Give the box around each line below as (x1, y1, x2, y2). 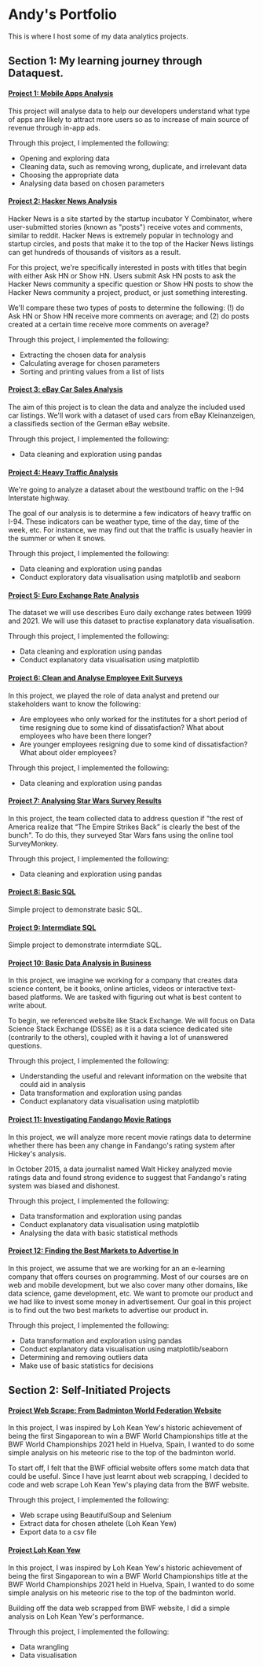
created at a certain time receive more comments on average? (8, 319, 210, 329)
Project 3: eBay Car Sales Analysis (8, 385, 123, 394)
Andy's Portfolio (8, 6, 118, 24)
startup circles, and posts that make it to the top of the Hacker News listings (8, 238, 254, 249)
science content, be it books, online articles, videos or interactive (8, 984, 219, 993)
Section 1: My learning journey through (8, 54, 203, 68)
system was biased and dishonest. (8, 1181, 120, 1190)
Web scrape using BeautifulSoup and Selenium (19, 1510, 172, 1520)
